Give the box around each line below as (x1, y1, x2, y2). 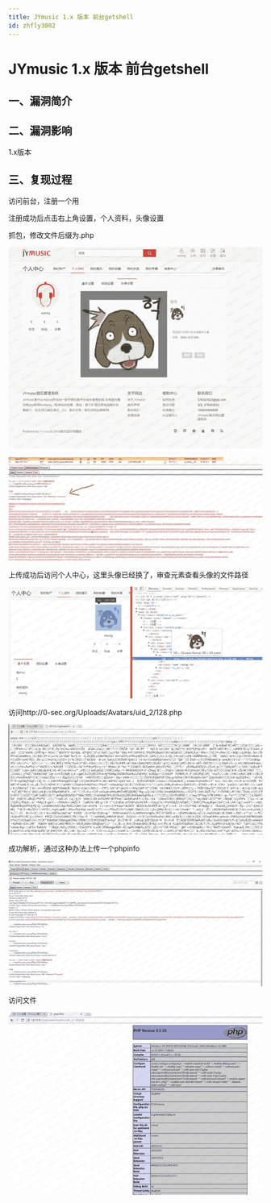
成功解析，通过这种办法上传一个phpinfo (8, 843, 140, 853)
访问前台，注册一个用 (8, 196, 79, 206)
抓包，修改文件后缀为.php (8, 230, 94, 239)
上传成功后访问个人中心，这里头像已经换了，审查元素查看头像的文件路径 (8, 570, 248, 580)
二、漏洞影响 (8, 124, 73, 138)
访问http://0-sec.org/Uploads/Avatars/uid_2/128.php (8, 708, 183, 718)
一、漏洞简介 (8, 94, 73, 108)
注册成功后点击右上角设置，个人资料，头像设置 (8, 213, 164, 223)
